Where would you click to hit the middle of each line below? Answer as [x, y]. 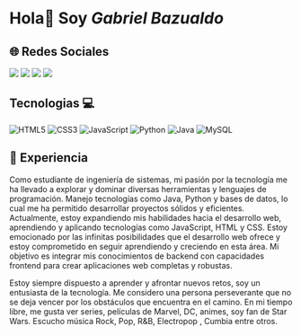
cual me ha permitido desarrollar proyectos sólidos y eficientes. [127, 208]
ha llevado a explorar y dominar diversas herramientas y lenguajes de [138, 189]
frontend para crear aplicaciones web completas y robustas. [121, 265]
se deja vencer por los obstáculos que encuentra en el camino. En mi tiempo [151, 302]
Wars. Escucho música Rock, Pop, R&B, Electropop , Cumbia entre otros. [144, 321]
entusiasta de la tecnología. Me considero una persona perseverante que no [150, 292]
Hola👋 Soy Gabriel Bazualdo [117, 18]
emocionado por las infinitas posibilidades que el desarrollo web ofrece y [145, 236]
